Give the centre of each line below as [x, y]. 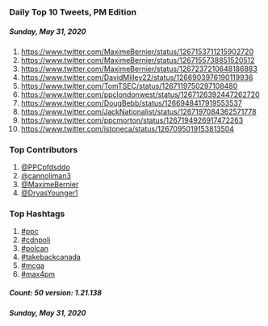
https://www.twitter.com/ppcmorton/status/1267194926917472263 [132, 120]
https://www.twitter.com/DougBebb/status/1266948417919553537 [132, 102]
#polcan [35, 249]
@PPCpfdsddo [46, 167]
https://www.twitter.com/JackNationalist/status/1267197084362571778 [138, 111]
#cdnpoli [36, 240]
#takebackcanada [51, 257]
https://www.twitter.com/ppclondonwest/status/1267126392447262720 [140, 94]
